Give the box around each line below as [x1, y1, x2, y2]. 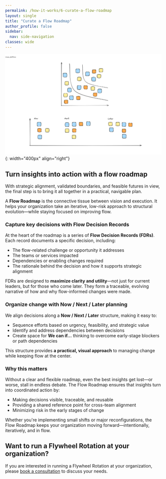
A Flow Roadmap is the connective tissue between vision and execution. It [5, 198, 158, 204]
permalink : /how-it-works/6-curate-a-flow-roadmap [5, 8, 112, 13]
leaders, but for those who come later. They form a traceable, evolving [5, 284, 149, 289]
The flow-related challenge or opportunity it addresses [12, 247, 125, 253]
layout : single [5, 13, 37, 18]
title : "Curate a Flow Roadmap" [5, 18, 72, 23]
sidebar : [5, 29, 23, 34]
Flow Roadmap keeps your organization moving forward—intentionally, [5, 422, 150, 428]
